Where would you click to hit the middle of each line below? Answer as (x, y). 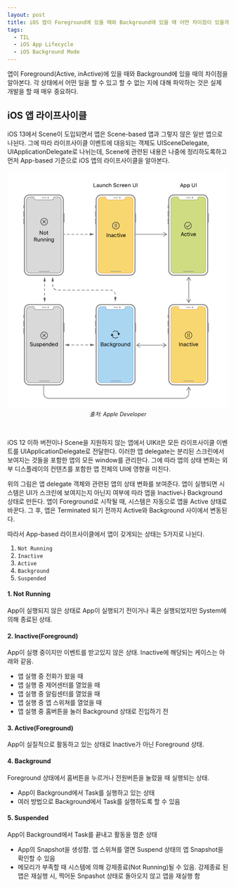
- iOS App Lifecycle (44, 45)
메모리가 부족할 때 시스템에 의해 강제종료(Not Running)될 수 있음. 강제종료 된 (123, 867)
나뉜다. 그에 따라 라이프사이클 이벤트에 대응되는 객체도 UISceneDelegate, (108, 143)
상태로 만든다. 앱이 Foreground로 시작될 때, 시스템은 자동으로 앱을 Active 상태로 (117, 501)
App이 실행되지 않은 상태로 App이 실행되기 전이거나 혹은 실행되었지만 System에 (117, 611)
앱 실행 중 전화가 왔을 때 (50, 677)
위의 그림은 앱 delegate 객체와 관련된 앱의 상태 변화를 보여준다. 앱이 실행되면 (112, 484)
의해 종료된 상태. (30, 619)
